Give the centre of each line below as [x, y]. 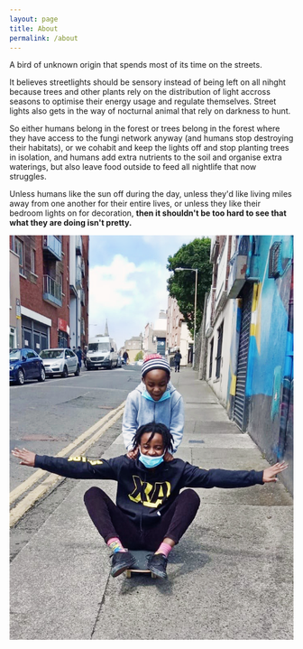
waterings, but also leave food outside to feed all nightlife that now [133, 167]
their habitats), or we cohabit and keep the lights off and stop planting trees [150, 148]
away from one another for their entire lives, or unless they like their [135, 204]
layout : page [34, 19]
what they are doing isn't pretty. [71, 223]
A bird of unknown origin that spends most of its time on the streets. [136, 65]
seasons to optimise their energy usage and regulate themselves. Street [143, 102]
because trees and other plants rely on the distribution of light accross [140, 92]
